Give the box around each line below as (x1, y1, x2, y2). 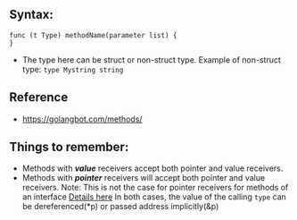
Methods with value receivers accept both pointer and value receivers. (21, 163, 284, 173)
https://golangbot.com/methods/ (21, 114, 143, 124)
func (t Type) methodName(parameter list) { (9, 30, 177, 39)
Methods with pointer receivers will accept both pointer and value (21, 173, 266, 183)
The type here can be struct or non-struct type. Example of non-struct (21, 54, 281, 65)
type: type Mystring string (21, 63, 124, 74)
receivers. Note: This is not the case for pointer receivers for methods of (21, 182, 289, 193)
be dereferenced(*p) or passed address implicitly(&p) (21, 201, 219, 212)
